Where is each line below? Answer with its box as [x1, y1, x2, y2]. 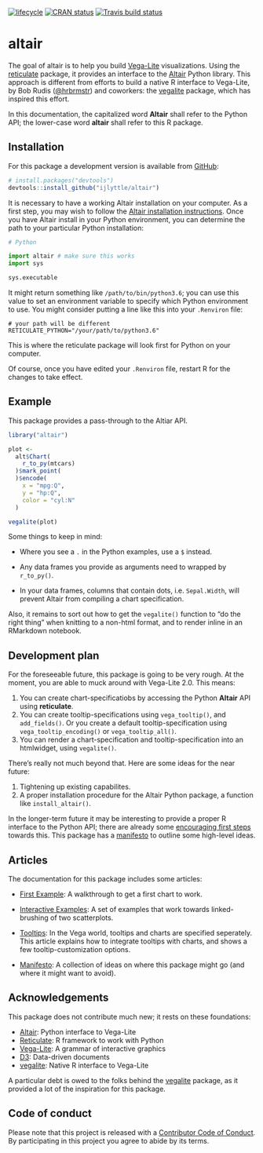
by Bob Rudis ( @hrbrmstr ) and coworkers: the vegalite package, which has [8, 86, 251, 95]
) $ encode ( [15, 475, 47, 483]
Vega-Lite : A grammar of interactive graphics [19, 1044, 166, 1053]
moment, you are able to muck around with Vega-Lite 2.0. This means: [8, 678, 236, 688]
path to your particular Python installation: [8, 223, 144, 232]
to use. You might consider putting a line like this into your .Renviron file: [8, 305, 243, 314]
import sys [8, 260, 44, 268]
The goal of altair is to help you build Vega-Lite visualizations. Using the [8, 60, 241, 70]
